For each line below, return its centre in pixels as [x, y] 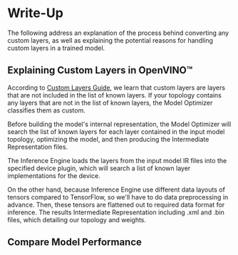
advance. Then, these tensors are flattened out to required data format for [116, 204]
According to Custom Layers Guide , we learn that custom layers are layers [117, 88]
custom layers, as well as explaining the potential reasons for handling [110, 40]
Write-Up [36, 13]
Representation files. [38, 147]
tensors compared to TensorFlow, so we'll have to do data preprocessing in [118, 197]
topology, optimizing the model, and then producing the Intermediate [108, 139]
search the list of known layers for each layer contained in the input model [116, 131]
